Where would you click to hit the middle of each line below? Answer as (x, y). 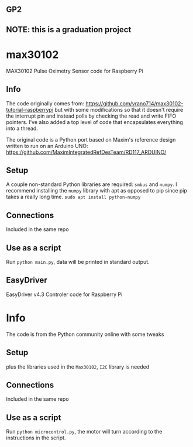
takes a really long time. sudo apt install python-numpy (73, 197)
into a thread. (22, 128)
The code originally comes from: (45, 103)
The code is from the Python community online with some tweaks (85, 334)
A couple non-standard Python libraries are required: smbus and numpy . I (92, 184)
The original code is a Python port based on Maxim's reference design (91, 139)
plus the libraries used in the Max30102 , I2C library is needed (78, 367)
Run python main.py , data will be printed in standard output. (78, 262)
